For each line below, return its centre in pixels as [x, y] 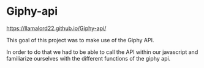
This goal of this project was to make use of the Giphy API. [80, 40]
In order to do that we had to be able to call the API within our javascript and [102, 52]
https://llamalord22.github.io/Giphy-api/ [56, 28]
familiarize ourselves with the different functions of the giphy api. [89, 58]
